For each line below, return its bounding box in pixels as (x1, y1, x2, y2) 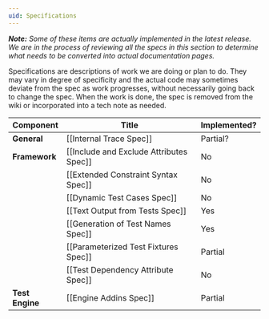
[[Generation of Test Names (66, 218, 171, 229)
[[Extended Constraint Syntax (66, 169, 178, 180)
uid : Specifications (8, 11, 78, 20)
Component (12, 119, 58, 131)
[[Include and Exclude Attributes (66, 146, 188, 157)
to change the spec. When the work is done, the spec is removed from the (8, 91, 254, 101)
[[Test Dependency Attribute (66, 264, 174, 275)
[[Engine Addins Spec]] (66, 292, 155, 303)
